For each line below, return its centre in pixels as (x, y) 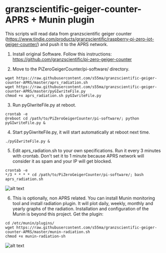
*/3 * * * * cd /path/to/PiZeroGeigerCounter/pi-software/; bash (74, 174)
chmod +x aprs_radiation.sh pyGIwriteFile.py (53, 95)
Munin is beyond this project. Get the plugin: (58, 214)
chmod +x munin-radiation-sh (35, 236)
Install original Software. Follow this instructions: (62, 54)
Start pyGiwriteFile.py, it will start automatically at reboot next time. (81, 132)
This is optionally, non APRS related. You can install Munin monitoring (84, 198)
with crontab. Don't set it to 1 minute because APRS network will (78, 155)
